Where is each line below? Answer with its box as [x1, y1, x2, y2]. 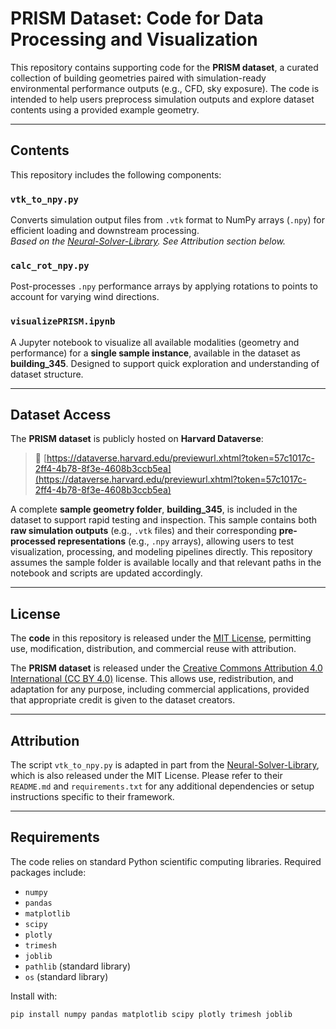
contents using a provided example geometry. [10, 103, 200, 116]
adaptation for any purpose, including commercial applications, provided [10, 683, 310, 696]
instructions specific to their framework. [10, 791, 175, 803]
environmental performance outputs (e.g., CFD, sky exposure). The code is [10, 82, 320, 94]
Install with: [10, 990, 58, 1002]
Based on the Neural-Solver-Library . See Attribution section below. [10, 235, 287, 247]
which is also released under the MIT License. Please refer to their [10, 770, 283, 782]
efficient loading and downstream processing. [10, 225, 200, 237]
